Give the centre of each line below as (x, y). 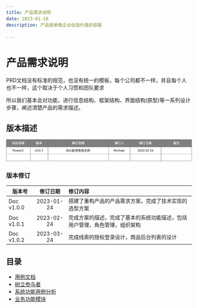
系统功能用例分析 (35, 291)
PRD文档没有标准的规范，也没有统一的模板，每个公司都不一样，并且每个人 (97, 80)
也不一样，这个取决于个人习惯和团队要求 (55, 88)
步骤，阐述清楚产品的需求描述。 (45, 108)
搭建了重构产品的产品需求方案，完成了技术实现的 (128, 201)
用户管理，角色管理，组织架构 (105, 225)
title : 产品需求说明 (29, 12)
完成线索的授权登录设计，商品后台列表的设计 (123, 237)
